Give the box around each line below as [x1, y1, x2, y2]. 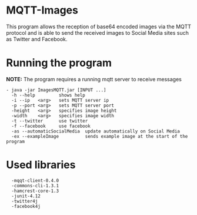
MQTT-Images [6, 4, 78, 17]
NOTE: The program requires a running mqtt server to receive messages [6, 75, 182, 82]
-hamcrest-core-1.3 [11, 188, 59, 194]
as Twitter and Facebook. [6, 35, 68, 42]
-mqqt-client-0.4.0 [11, 177, 59, 183]
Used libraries [6, 158, 76, 171]
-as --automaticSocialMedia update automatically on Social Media [11, 128, 181, 134]
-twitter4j [11, 198, 38, 204]
